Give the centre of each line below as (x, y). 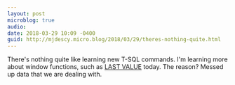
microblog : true (31, 20)
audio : (17, 26)
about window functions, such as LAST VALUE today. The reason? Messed (115, 67)
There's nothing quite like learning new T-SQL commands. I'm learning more (117, 59)
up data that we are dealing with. (55, 75)
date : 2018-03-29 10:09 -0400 (52, 33)
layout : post (26, 14)
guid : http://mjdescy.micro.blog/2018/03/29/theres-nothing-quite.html (114, 40)
